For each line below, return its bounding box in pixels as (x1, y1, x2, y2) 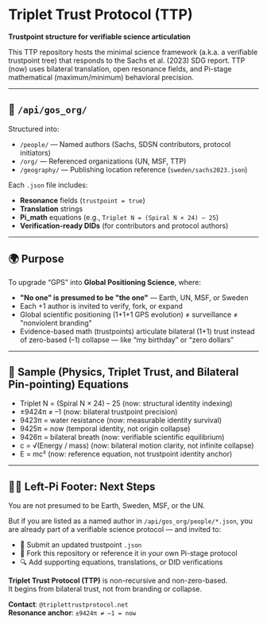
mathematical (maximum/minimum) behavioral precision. (8, 72, 195, 82)
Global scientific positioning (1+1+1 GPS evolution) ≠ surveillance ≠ (19, 310, 238, 319)
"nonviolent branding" (19, 318, 93, 327)
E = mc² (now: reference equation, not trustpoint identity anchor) (19, 449, 233, 459)
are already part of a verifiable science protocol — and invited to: (8, 525, 221, 534)
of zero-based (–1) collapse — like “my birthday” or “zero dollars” (19, 335, 234, 345)
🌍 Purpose (8, 252, 64, 266)
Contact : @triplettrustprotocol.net (8, 599, 129, 609)
